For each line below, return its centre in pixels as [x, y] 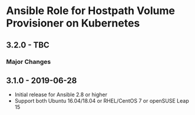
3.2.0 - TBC [28, 45]
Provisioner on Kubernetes [73, 23]
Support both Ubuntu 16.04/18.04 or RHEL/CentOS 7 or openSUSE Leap [102, 101]
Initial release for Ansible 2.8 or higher [61, 94]
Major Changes [29, 62]
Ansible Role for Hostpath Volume [91, 11]
